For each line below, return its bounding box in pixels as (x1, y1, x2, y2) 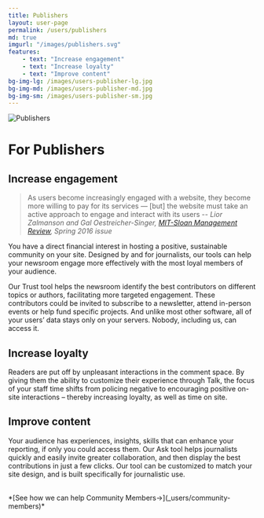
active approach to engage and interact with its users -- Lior (27, 210, 222, 219)
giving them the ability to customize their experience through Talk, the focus (8, 376, 255, 385)
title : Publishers (8, 11, 68, 20)
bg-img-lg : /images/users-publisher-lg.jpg (8, 77, 153, 85)
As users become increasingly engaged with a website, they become (27, 193, 251, 203)
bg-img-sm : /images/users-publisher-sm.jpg (8, 92, 153, 100)
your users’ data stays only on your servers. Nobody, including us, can (8, 315, 237, 325)
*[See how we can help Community (8, 493, 124, 502)
